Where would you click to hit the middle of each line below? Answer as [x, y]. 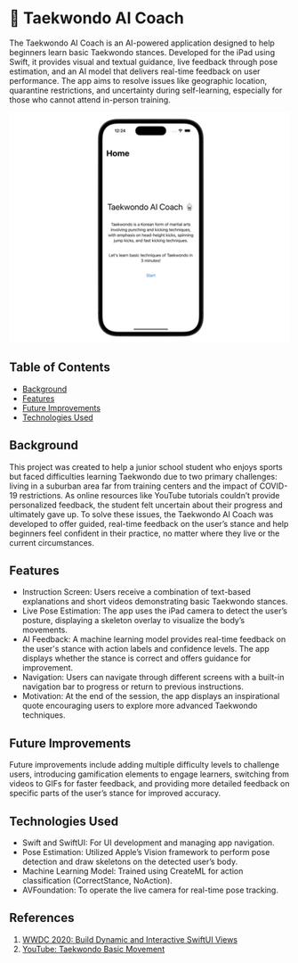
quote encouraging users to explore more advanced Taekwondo [140, 706]
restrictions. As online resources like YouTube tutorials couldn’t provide [149, 495]
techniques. [44, 715]
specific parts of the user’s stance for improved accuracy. [115, 794]
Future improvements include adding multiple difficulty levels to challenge [145, 765]
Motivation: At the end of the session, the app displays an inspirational [151, 696]
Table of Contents [60, 368]
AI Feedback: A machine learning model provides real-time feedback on [154, 639]
